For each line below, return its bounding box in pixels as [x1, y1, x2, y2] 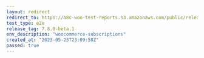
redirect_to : [6, 14, 39, 21]
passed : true [6, 43, 39, 49]
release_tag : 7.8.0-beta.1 [6, 25, 75, 32]
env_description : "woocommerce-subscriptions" [6, 31, 126, 37]
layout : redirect [6, 8, 50, 15]
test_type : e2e [6, 20, 45, 26]
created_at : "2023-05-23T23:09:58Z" [6, 37, 99, 43]
